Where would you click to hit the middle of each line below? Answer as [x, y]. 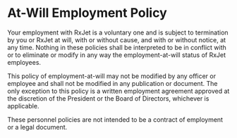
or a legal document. [37, 127]
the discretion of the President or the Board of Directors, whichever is [108, 98]
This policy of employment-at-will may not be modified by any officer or [112, 76]
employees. [24, 62]
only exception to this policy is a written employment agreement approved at [119, 91]
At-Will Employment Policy [87, 13]
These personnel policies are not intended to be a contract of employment [115, 119]
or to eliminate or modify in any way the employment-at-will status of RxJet [117, 55]
